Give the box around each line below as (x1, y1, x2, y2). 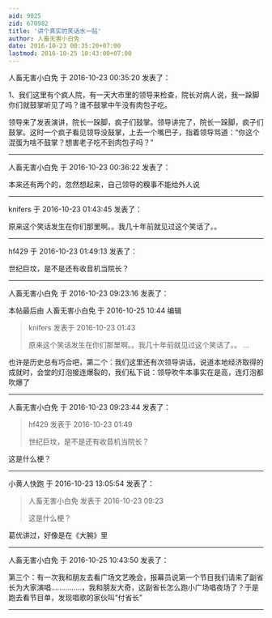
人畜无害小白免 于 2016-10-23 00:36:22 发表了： (8, 163, 171, 172)
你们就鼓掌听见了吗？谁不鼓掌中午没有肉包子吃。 (8, 100, 172, 109)
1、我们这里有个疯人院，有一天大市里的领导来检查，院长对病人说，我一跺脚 (8, 90, 260, 100)
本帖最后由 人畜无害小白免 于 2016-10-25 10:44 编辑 (8, 305, 182, 315)
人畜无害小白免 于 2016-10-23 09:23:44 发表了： (8, 403, 172, 411)
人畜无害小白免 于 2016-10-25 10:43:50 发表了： (8, 556, 169, 565)
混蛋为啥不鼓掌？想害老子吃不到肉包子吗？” (8, 138, 154, 147)
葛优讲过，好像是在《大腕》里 (8, 531, 108, 539)
